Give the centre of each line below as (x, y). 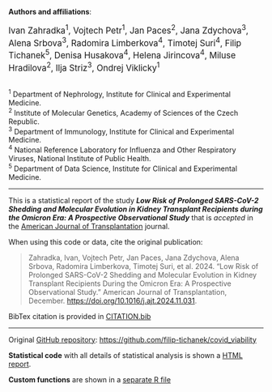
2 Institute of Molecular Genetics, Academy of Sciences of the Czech (123, 112)
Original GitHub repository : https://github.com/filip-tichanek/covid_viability (133, 339)
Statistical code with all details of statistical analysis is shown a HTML (125, 355)
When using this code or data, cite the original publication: (106, 241)
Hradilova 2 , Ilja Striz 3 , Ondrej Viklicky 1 (84, 67)
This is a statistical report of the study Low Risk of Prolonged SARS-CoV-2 (134, 200)
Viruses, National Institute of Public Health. (80, 158)
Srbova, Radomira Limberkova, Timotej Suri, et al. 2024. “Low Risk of (143, 266)
